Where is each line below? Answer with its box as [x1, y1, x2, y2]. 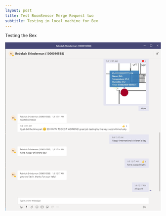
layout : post [5, 8, 32, 13]
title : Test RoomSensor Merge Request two [5, 13, 94, 18]
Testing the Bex [5, 33, 37, 39]
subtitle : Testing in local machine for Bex [5, 18, 98, 23]
